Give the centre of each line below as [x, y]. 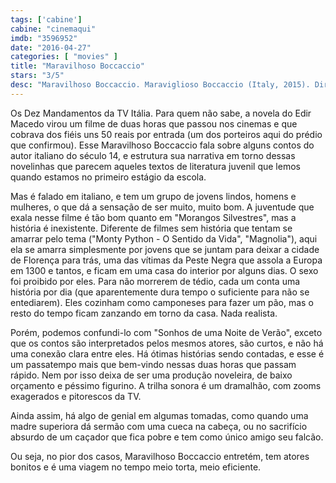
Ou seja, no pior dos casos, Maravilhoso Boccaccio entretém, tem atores [160, 456]
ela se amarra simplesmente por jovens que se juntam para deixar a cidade [165, 249]
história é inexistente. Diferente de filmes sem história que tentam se [151, 228]
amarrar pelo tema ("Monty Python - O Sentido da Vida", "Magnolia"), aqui [164, 238]
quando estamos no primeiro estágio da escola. [108, 177]
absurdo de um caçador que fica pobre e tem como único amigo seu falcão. [167, 437]
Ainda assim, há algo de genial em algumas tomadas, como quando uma [159, 415]
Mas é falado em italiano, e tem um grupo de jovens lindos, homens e [153, 196]
